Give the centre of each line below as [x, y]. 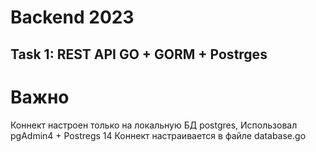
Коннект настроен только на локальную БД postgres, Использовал [154, 125]
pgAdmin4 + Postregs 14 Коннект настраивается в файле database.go [158, 135]
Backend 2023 [72, 17]
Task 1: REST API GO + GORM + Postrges [139, 54]
